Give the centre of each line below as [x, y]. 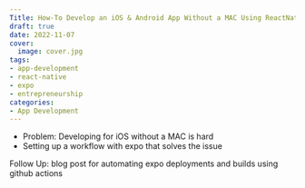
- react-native [38, 77]
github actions [36, 173]
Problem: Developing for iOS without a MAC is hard [118, 136]
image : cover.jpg [50, 52]
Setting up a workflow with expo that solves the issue [122, 146]
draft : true [32, 26]
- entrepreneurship [46, 94]
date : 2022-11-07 [42, 35]
